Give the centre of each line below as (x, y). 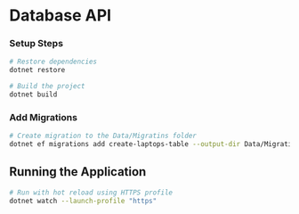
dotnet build (33, 95)
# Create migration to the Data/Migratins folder (103, 136)
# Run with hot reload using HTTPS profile (91, 193)
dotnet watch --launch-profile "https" (83, 201)
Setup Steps (36, 44)
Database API (61, 16)
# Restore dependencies (53, 62)
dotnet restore (37, 70)
